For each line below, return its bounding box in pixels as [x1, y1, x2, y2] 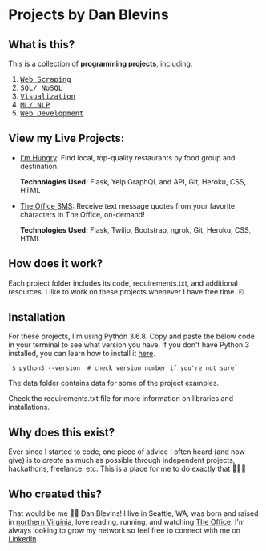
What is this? [8, 38, 75, 51]
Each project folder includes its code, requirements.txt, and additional [8, 278, 238, 288]
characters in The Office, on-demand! [19, 209, 146, 219]
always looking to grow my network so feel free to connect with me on [8, 525, 241, 535]
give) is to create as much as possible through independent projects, [8, 456, 236, 465]
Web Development [19, 109, 84, 118]
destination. [19, 161, 59, 171]
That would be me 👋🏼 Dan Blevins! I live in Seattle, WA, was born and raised [8, 508, 259, 518]
